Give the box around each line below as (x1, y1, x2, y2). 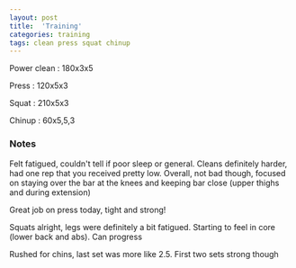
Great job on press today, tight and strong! (9, 204, 166, 215)
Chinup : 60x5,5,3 (9, 115, 76, 126)
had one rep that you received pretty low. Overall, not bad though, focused (9, 167, 286, 178)
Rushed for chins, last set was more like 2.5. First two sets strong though (9, 248, 279, 259)
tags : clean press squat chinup (9, 38, 130, 48)
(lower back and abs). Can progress (9, 231, 142, 242)
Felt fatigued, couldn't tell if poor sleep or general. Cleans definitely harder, (9, 158, 288, 169)
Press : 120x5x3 (9, 80, 69, 91)
